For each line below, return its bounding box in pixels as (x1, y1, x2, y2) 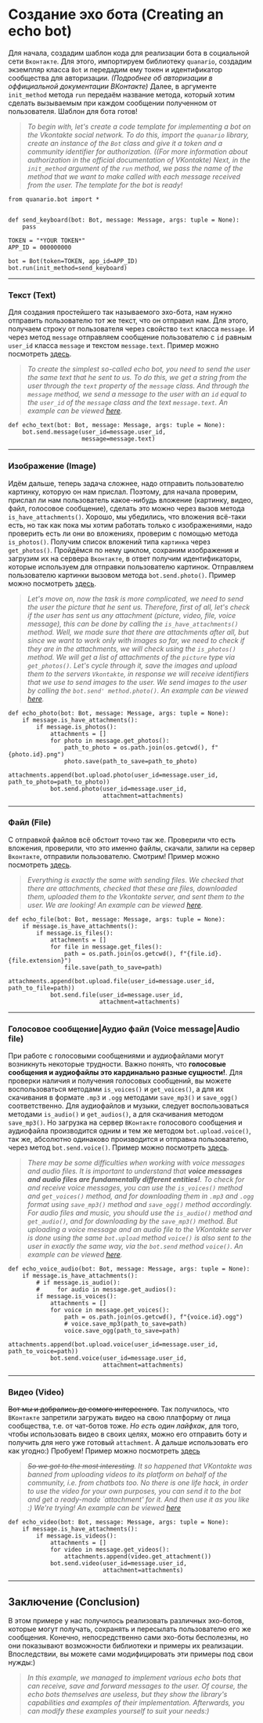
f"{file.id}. (179, 949, 222, 957)
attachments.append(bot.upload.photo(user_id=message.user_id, (8, 771, 219, 779)
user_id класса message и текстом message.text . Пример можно (8, 341, 219, 350)
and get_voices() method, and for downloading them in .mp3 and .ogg (27, 1191, 254, 1201)
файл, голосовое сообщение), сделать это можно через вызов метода (8, 503, 245, 513)
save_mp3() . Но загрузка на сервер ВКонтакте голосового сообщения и (8, 1118, 243, 1128)
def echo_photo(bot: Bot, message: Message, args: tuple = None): (8, 709, 229, 717)
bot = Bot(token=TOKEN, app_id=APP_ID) (8, 257, 139, 265)
